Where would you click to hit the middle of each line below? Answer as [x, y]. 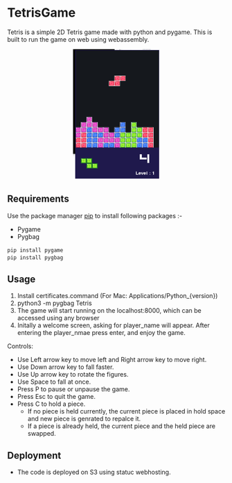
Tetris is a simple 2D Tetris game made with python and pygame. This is [110, 32]
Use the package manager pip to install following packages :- [95, 215]
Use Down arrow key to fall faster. [65, 367]
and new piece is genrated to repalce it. [84, 419]
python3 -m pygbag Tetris [54, 303]
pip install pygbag [35, 257]
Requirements [38, 199]
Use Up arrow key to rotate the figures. [73, 375]
